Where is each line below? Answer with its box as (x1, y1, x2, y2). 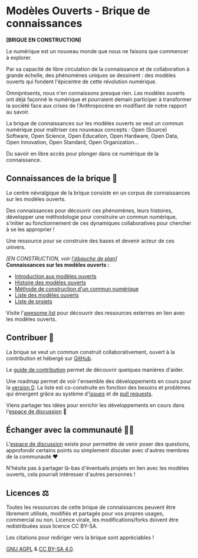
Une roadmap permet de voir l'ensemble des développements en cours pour (6, 377, 192, 385)
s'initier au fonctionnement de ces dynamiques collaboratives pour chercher (6, 219, 192, 226)
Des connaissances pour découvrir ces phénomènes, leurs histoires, (6, 207, 173, 214)
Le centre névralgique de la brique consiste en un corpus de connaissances (6, 189, 190, 196)
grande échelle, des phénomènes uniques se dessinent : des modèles (6, 72, 176, 79)
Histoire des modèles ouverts (14, 279, 87, 286)
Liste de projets (14, 297, 53, 305)
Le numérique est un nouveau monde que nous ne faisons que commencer (6, 47, 189, 54)
